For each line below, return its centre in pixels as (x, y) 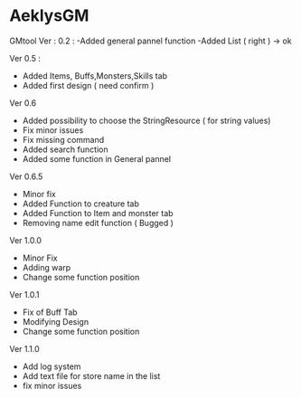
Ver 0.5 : (25, 58)
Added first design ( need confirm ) (88, 85)
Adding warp (47, 267)
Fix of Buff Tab (50, 312)
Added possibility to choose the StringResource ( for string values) (146, 120)
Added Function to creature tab (81, 204)
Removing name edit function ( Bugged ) (98, 223)
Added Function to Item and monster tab (98, 213)
